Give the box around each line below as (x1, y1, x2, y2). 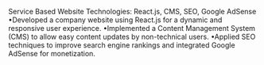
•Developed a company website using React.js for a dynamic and (8, 15, 223, 25)
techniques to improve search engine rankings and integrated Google (8, 40, 236, 50)
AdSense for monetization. (8, 49, 95, 58)
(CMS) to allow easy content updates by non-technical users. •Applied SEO (8, 32, 256, 41)
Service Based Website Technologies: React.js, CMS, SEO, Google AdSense (8, 7, 257, 16)
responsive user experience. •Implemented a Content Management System (8, 24, 256, 32)
